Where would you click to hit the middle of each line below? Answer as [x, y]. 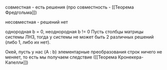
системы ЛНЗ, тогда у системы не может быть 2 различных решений [79, 37]
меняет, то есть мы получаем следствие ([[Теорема [61, 57]
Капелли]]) [17, 62]
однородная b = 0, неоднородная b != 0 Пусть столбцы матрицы [74, 32]
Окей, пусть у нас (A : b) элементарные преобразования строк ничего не [84, 52]
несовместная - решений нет [37, 22]
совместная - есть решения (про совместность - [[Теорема [69, 7]
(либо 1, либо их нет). [28, 42]
